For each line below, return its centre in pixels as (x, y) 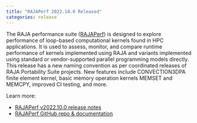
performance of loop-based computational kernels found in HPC (85, 40)
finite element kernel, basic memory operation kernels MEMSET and (89, 78)
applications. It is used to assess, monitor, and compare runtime (84, 46)
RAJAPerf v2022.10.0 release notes (58, 107)
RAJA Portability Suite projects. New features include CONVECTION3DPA (96, 72)
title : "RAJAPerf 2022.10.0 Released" (54, 12)
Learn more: (21, 96)
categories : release (32, 17)
